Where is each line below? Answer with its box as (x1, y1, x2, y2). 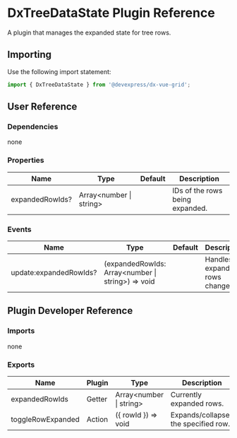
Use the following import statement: (7, 67, 111, 75)
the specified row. (170, 418, 231, 428)
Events (7, 224, 32, 234)
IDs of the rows (172, 185, 223, 195)
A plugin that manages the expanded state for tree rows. (7, 28, 171, 37)
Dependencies (7, 121, 59, 131)
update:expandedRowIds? (11, 267, 97, 277)
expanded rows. (170, 399, 224, 408)
